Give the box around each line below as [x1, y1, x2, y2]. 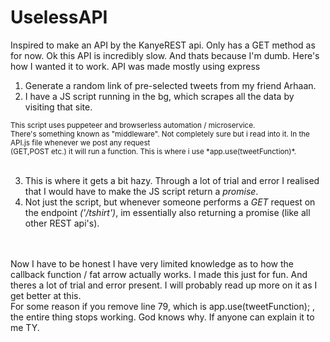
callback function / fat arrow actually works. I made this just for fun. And [10, 268, 308, 280]
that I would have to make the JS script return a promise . [24, 185, 259, 197]
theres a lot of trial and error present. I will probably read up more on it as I [10, 279, 318, 291]
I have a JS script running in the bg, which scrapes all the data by [24, 90, 295, 102]
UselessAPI [10, 6, 108, 29]
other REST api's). [24, 217, 100, 229]
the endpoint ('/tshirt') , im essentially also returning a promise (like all [24, 206, 311, 218]
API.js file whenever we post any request [10, 137, 151, 148]
